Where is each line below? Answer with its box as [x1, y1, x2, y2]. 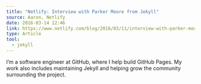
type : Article [6, 31, 42, 37]
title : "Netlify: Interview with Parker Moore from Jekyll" [6, 8, 160, 15]
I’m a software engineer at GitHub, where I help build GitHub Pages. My [6, 58, 182, 66]
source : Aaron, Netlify [6, 14, 66, 20]
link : [6, 25, 20, 32]
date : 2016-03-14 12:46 [6, 20, 66, 26]
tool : [6, 36, 20, 42]
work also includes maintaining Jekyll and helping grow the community [6, 64, 181, 71]
